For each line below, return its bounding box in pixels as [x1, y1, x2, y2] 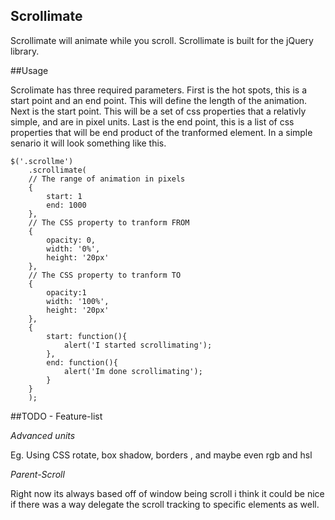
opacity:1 [46, 287, 87, 298]
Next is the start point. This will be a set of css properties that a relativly [10, 105, 307, 117]
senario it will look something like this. [10, 137, 167, 149]
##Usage [10, 64, 49, 76]
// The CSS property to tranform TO [28, 270, 182, 280]
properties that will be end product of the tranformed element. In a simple [10, 126, 313, 138]
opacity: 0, [46, 235, 97, 245]
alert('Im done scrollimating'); [63, 366, 203, 376]
